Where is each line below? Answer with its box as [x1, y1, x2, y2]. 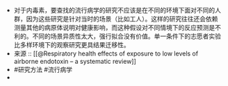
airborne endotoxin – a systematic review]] [13, 58, 137, 65]
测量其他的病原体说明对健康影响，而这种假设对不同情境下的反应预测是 [13, 24, 215, 31]
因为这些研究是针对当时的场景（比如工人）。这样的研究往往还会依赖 [26, 15, 218, 23]
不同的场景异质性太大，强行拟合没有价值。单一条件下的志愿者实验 [32, 32, 221, 40]
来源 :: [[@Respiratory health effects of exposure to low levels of [13, 49, 199, 58]
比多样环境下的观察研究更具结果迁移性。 [13, 41, 130, 49]
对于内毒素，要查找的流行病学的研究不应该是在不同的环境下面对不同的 [13, 6, 215, 14]
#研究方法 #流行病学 [13, 65, 73, 74]
